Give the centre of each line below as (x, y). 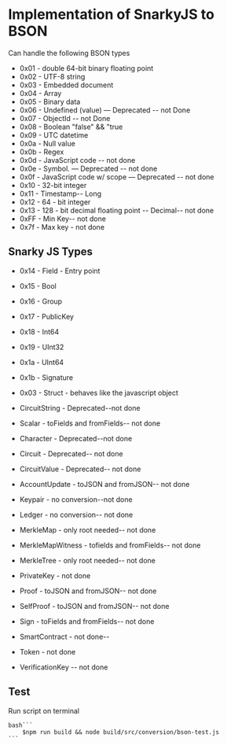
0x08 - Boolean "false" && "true (71, 127)
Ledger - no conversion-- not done (76, 514)
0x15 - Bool (38, 286)
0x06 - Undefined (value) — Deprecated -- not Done (105, 110)
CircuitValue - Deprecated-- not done (80, 469)
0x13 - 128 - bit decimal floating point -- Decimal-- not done (117, 210)
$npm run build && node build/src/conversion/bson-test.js (121, 732)
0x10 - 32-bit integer (53, 185)
